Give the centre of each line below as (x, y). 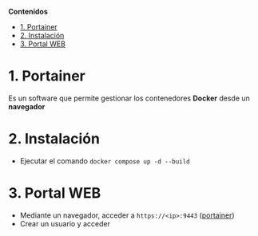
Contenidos (28, 12)
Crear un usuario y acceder (65, 223)
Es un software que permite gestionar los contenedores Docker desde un (129, 98)
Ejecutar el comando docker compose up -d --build (105, 161)
